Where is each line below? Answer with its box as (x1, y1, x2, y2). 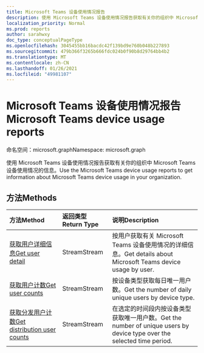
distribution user (9, 326, 56, 334)
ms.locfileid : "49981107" (6, 71, 72, 77)
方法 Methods (6, 193, 57, 203)
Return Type (62, 220, 99, 228)
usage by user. (112, 266, 155, 273)
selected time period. (112, 337, 173, 345)
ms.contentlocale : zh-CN (6, 60, 69, 66)
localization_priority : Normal (6, 20, 86, 26)
